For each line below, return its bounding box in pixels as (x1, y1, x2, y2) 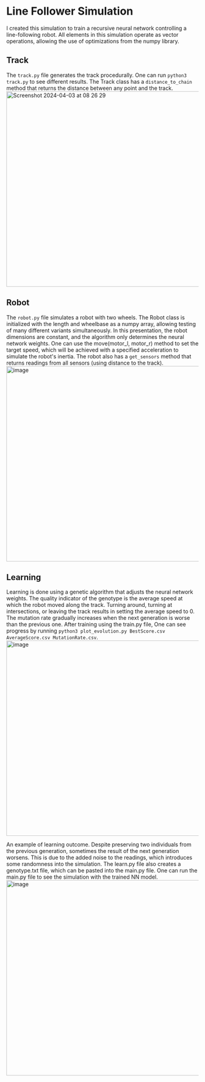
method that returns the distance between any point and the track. (6, 84, 173, 92)
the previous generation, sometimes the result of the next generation (6, 848, 179, 855)
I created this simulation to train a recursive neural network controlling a (6, 24, 187, 32)
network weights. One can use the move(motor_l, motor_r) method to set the (6, 339, 199, 347)
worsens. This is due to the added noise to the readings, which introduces (6, 854, 193, 862)
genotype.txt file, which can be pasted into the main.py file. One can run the (6, 867, 198, 874)
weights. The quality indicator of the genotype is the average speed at (6, 595, 183, 602)
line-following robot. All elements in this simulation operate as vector (6, 31, 179, 38)
